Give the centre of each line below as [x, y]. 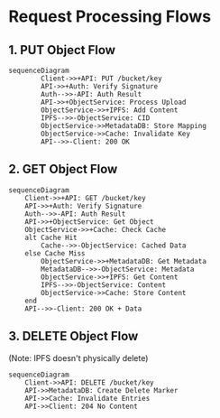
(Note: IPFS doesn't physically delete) [78, 358]
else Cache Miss [55, 253]
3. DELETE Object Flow [73, 336]
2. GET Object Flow [63, 169]
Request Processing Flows [110, 17]
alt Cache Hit [51, 237]
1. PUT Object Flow [62, 50]
